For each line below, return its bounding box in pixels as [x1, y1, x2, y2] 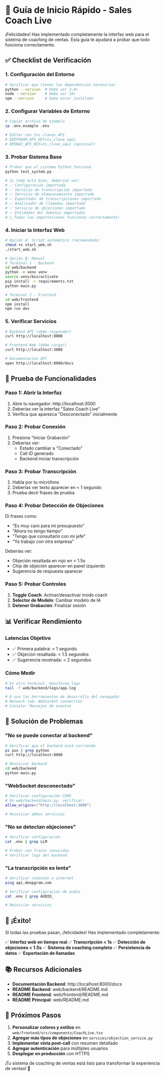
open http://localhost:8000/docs [5, 360, 74, 365]
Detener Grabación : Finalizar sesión [12, 602, 86, 608]
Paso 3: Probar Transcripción [5, 468, 76, 475]
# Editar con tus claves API [5, 133, 65, 137]
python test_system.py [5, 169, 52, 174]
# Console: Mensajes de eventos [5, 704, 71, 709]
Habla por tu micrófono [12, 479, 60, 485]
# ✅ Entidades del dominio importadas [5, 210, 86, 215]
